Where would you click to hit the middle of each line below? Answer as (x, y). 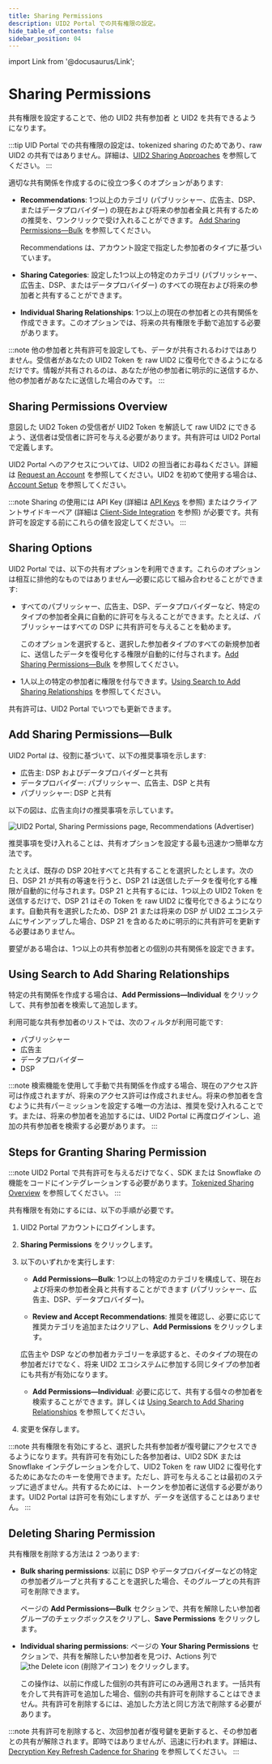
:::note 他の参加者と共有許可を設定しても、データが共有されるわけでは (126, 350)
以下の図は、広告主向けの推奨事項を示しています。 (93, 810)
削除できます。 (59, 1591)
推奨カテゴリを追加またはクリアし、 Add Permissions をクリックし (144, 1327)
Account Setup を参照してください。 (70, 485)
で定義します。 (33, 447)
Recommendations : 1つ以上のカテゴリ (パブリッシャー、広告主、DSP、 (140, 200)
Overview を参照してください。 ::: (65, 1193)
